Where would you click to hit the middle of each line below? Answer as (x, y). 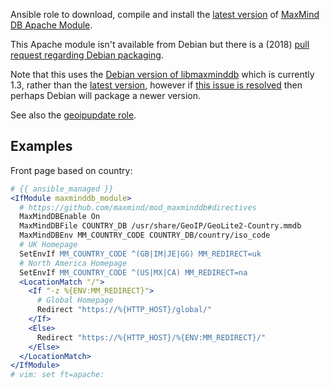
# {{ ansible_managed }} (62, 189)
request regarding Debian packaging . (87, 55)
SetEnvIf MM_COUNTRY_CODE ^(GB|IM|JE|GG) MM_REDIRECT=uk (140, 254)
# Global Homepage (75, 300)
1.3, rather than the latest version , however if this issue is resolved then (156, 85)
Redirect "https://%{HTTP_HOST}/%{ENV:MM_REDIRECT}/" (151, 337)
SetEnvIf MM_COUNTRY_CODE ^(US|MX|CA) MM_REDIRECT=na (133, 272)
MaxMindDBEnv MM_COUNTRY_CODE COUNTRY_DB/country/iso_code (145, 235)
